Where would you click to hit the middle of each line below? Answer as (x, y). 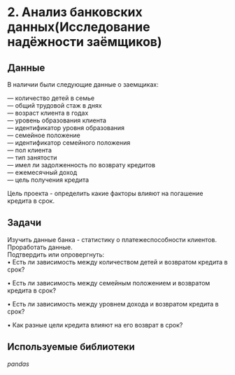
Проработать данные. (40, 247)
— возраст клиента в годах (48, 113)
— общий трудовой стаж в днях (55, 105)
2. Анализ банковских (75, 12)
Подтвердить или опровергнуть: (56, 254)
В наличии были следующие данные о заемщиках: (83, 84)
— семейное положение (44, 135)
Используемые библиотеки (71, 347)
